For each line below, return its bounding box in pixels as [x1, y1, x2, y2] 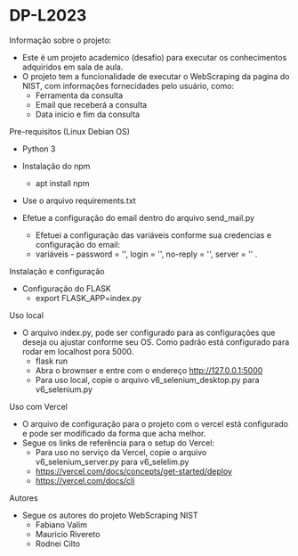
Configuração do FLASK [21, 282, 111, 294]
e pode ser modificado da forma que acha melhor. [21, 428, 206, 438]
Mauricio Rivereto [35, 528, 101, 539]
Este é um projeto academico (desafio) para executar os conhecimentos [21, 52, 287, 62]
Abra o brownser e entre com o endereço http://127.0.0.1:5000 [35, 364, 263, 375]
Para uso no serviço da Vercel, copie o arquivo [35, 446, 207, 457]
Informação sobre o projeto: [9, 35, 112, 45]
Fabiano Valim [35, 519, 87, 530]
